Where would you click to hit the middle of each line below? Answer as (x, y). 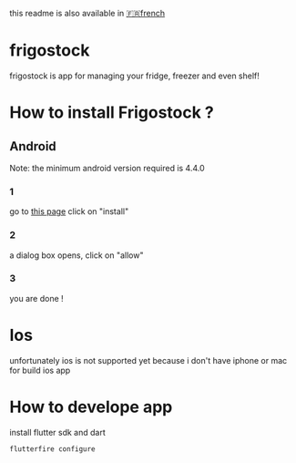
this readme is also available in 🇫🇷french (87, 13)
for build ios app (40, 370)
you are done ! (36, 298)
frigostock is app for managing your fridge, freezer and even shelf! (134, 76)
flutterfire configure (52, 449)
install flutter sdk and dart (58, 432)
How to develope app (91, 407)
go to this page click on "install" (69, 211)
